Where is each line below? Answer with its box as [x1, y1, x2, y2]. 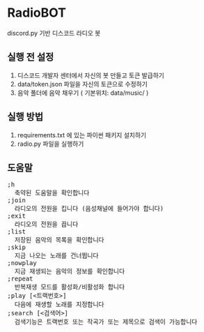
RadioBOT [7, 5, 66, 21]
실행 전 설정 [7, 51, 54, 63]
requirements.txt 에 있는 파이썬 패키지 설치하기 [17, 130, 147, 139]
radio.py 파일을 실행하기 [17, 139, 84, 148]
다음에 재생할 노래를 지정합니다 [14, 301, 104, 308]
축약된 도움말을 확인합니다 [14, 189, 90, 197]
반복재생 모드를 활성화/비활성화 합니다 [14, 283, 125, 291]
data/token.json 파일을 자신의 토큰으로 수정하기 [17, 80, 148, 88]
